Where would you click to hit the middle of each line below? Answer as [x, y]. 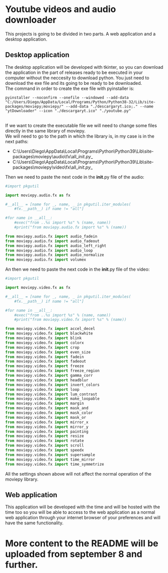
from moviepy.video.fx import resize [45, 436]
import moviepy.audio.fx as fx [38, 195]
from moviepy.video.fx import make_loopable [52, 399]
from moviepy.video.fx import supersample [50, 455]
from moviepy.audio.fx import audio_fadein [51, 236]
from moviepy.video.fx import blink [43, 338]
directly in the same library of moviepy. [45, 131]
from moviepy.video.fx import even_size [48, 352]
